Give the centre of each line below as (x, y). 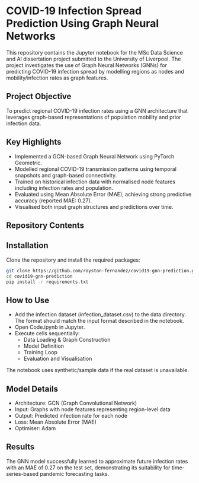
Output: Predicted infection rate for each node (71, 416)
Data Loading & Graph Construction (67, 340)
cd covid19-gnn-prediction (39, 276)
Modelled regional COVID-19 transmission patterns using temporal (95, 169)
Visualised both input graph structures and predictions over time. (94, 206)
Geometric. (28, 163)
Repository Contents (45, 225)
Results (20, 447)
